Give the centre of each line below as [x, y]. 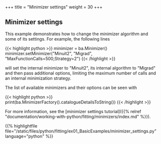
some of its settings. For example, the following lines [57, 39]
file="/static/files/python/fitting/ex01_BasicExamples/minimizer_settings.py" [81, 131]
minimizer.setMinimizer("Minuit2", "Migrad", [49, 53]
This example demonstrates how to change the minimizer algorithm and [77, 34]
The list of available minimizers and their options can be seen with [71, 87]
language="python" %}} [29, 136]
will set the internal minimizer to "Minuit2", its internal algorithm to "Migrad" [80, 68]
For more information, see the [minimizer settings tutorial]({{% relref [73, 111]
